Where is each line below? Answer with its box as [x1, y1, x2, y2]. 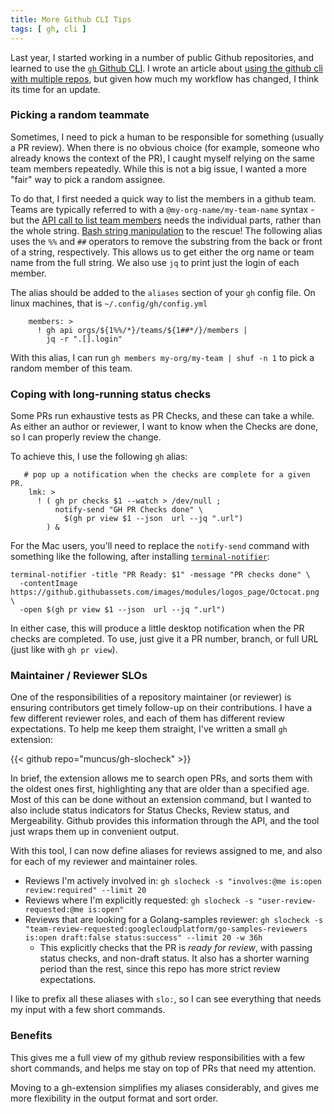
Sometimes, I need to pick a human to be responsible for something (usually [10, 131, 324, 143]
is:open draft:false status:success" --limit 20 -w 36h [24, 933, 263, 943]
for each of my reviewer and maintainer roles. [10, 856, 198, 868]
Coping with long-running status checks [10, 387, 212, 401]
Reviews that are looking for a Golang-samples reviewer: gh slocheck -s [24, 914, 324, 926]
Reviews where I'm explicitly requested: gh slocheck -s [24, 894, 254, 906]
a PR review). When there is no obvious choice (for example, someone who [10, 141, 320, 153]
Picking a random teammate [10, 108, 150, 122]
